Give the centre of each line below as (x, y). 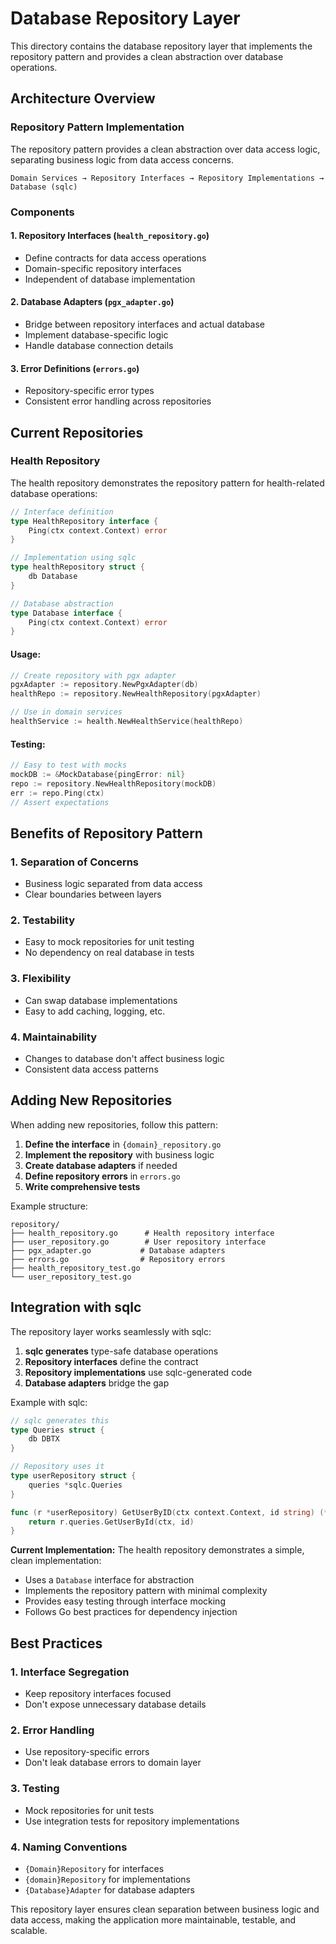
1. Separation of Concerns (75, 862)
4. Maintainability (54, 1037)
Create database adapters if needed (101, 1165)
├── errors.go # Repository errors (118, 1259)
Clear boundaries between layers (93, 894)
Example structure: (49, 1206)
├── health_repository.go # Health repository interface (142, 1233)
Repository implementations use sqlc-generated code (138, 1372)
